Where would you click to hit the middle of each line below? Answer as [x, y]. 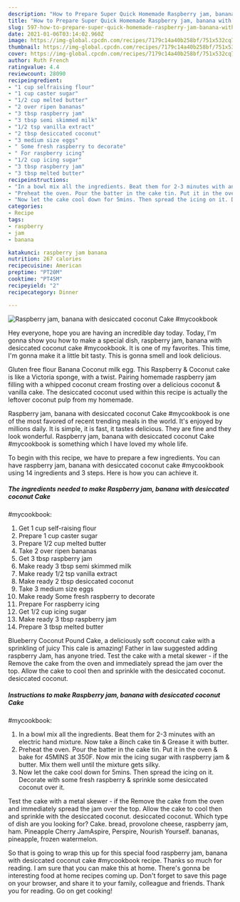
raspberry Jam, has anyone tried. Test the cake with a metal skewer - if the [118, 656]
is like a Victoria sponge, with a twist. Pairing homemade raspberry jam [112, 377]
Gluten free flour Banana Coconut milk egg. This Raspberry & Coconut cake [119, 369]
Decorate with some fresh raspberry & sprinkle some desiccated [113, 780]
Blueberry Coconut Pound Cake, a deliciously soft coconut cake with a [112, 641]
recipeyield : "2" [34, 285]
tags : [16, 220]
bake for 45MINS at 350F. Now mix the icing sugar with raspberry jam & [124, 757]
